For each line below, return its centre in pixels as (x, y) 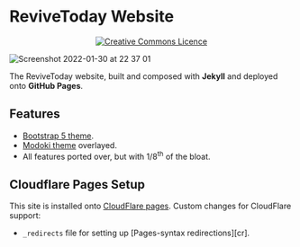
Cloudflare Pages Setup (77, 185)
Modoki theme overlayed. (69, 145)
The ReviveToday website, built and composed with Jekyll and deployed (144, 76)
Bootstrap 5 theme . (58, 136)
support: (25, 216)
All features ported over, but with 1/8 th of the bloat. (116, 155)
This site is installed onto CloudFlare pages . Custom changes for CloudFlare (150, 206)
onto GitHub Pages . (46, 85)
